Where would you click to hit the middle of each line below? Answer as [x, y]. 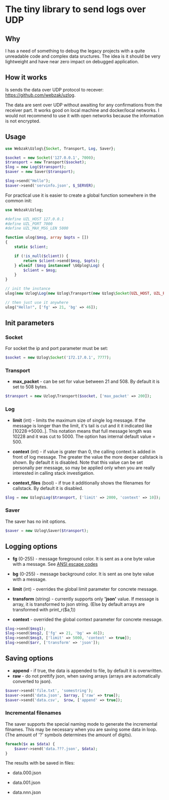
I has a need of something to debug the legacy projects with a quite [75, 51]
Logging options [31, 546]
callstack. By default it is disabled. [48, 488]
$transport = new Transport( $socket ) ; [46, 162]
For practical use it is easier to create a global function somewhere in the [81, 195]
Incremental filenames [33, 713]
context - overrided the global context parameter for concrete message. [88, 619]
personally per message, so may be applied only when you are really [83, 468]
